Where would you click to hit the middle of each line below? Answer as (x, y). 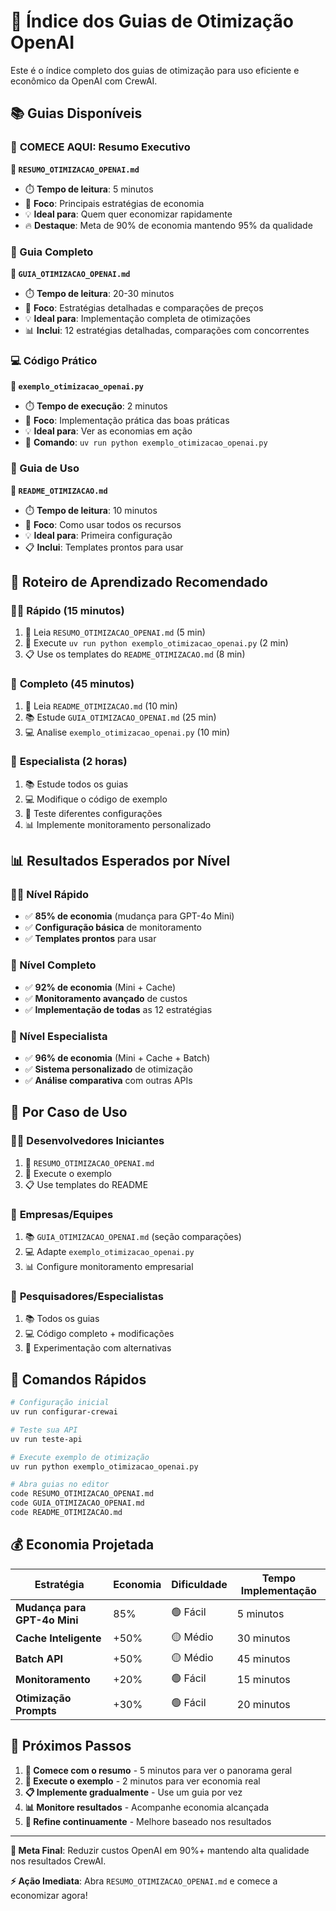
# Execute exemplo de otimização (80, 1457)
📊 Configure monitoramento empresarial (109, 1267)
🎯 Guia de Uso (45, 468)
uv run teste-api (46, 1439)
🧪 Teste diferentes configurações (93, 813)
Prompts (36, 1710)
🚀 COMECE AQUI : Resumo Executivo (100, 147)
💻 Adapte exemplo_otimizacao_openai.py (109, 1252)
